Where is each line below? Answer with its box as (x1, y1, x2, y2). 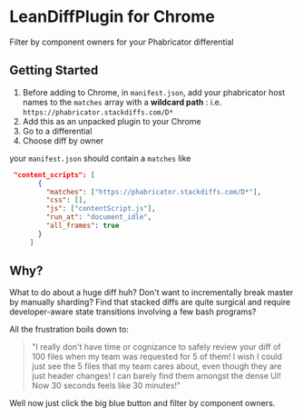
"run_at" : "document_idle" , (45, 213, 152, 222)
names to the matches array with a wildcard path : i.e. (22, 96, 222, 107)
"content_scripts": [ (13, 170, 95, 179)
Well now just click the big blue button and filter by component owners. (9, 398, 276, 409)
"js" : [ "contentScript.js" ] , (45, 204, 156, 213)
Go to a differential (22, 125, 93, 136)
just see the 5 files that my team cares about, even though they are (31, 361, 282, 372)
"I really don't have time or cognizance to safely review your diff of (31, 342, 281, 352)
